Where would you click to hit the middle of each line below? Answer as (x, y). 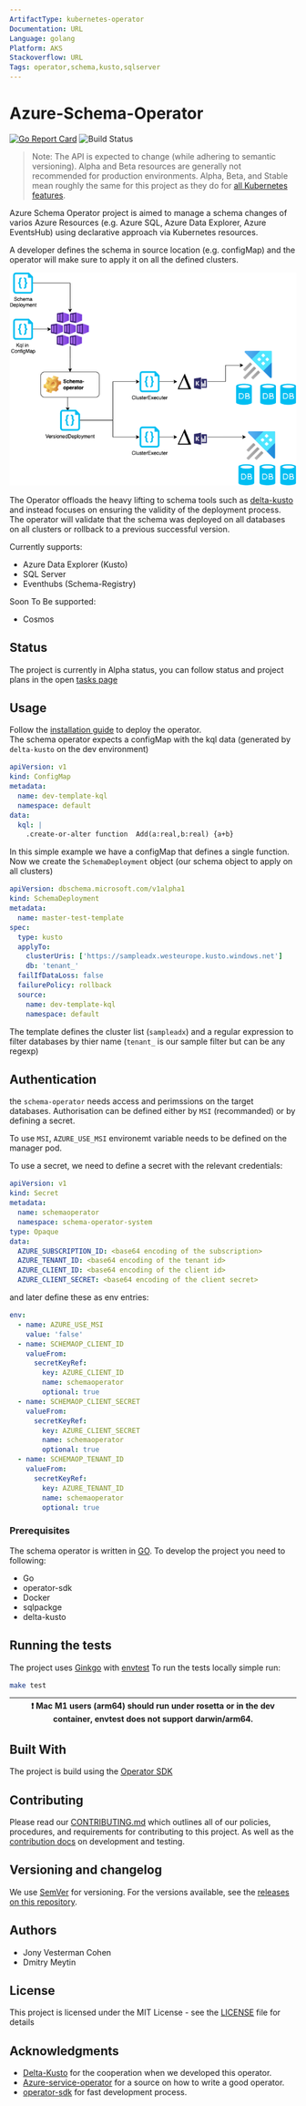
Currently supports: (46, 546)
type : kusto (41, 937)
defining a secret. (42, 1120)
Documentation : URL (46, 29)
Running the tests (61, 1646)
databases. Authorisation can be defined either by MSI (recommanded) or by (153, 1111)
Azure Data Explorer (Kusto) (75, 564)
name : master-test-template (71, 918)
